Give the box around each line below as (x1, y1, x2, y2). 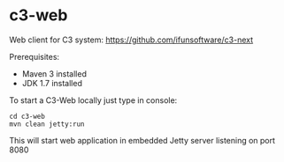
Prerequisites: (9, 51, 60, 62)
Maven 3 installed (21, 68, 87, 79)
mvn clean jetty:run (9, 120, 86, 129)
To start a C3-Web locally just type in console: (9, 94, 178, 106)
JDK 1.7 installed (21, 77, 82, 88)
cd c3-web (9, 112, 46, 121)
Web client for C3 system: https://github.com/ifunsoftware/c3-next (9, 34, 254, 45)
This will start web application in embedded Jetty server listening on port (9, 135, 276, 145)
